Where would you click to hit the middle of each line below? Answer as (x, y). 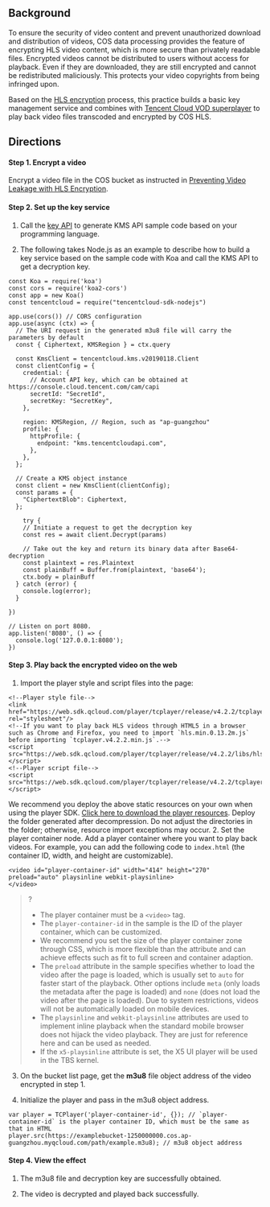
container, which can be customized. (101, 932)
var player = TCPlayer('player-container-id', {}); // (102, 1114)
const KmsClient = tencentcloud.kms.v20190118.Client (107, 358)
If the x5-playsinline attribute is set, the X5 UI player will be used (149, 1051)
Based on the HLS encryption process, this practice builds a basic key (124, 99)
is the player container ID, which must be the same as (154, 1122)
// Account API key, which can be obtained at (109, 380)
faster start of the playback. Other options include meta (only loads (150, 983)
